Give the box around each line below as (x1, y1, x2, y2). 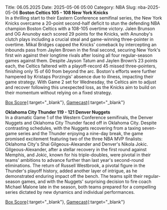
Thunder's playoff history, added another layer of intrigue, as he (5, 168, 137, 174)
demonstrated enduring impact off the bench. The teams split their (5, 173, 143, 179)
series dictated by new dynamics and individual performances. (5, 189, 135, 195)
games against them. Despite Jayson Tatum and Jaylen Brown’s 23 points (5, 58, 158, 63)
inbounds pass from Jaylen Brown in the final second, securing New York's (5, 47, 160, 53)
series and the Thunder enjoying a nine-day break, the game (18, 131, 143, 136)
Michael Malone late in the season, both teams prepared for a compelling (5, 184, 156, 190)
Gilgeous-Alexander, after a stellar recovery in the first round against (5, 147, 147, 152)
